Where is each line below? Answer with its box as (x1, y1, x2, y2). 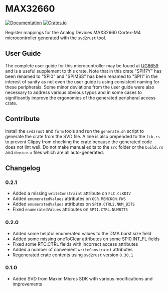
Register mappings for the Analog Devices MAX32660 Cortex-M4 (5, 29, 141, 35)
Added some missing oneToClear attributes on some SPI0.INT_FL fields (12, 236, 160, 242)
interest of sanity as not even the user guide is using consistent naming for (5, 78, 159, 84)
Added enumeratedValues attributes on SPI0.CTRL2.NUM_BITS (12, 201, 135, 207)
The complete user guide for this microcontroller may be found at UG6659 (5, 62, 159, 68)
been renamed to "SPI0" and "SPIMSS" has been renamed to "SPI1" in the (5, 73, 158, 79)
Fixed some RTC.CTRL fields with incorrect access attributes (12, 241, 138, 247)
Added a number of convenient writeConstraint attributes (12, 246, 133, 252)
